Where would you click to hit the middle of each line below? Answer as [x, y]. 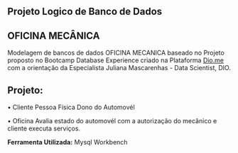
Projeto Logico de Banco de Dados [85, 12]
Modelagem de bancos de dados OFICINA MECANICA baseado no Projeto [116, 53]
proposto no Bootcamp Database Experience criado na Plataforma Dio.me [115, 60]
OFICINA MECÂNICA [54, 36]
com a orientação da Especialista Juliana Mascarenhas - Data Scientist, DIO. [119, 68]
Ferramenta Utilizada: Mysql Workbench [67, 142]
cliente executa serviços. [44, 129]
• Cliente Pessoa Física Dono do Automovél [71, 107]
